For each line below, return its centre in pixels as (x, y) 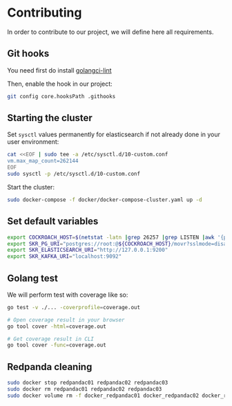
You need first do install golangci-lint (59, 70)
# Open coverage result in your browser (66, 320)
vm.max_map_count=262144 (43, 161)
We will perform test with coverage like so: (68, 295)
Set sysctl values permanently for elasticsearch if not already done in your (114, 135)
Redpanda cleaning (50, 367)
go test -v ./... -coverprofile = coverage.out (74, 307)
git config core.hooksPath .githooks (61, 96)
